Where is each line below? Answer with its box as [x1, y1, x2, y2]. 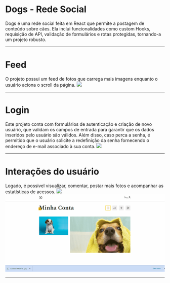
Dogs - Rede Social [5, 4, 87, 15]
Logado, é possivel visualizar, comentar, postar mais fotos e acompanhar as [5, 183, 163, 189]
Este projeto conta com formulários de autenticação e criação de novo [5, 121, 152, 127]
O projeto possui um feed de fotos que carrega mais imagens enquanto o [5, 76, 158, 82]
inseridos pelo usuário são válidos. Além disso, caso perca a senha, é [5, 132, 150, 138]
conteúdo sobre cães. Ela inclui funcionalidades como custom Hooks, [5, 25, 151, 31]
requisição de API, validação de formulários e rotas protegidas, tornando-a [5, 31, 161, 37]
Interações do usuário [5, 166, 100, 177]
